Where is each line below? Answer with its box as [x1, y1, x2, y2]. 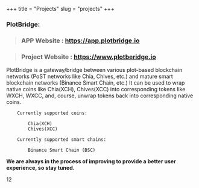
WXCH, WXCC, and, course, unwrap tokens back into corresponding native [6, 92, 194, 99]
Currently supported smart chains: [17, 137, 107, 143]
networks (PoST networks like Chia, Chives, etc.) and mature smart [6, 73, 173, 80]
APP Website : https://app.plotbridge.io [21, 36, 140, 45]
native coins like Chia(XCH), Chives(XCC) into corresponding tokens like [6, 86, 186, 93]
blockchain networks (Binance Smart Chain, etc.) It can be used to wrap [6, 79, 185, 86]
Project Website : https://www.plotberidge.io [21, 53, 156, 61]
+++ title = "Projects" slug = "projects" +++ [6, 5, 115, 12]
